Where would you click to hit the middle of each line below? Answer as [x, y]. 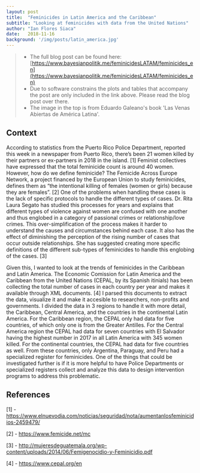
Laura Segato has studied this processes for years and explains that [90, 205]
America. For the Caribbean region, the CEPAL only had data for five [90, 318]
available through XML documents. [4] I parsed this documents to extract [97, 293]
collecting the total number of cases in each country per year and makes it [98, 286]
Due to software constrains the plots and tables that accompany [109, 89]
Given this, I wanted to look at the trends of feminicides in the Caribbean [95, 267]
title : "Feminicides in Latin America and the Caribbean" [81, 17]
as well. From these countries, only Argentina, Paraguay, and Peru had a [95, 350]
